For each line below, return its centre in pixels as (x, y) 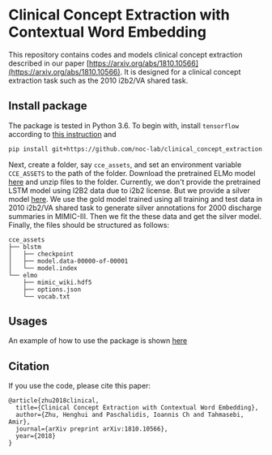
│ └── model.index (43, 268)
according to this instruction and (62, 134)
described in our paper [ (49, 63)
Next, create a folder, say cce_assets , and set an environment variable (125, 165)
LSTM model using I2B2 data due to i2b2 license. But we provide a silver (130, 190)
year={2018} (36, 436)
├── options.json (52, 290)
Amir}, (19, 422)
